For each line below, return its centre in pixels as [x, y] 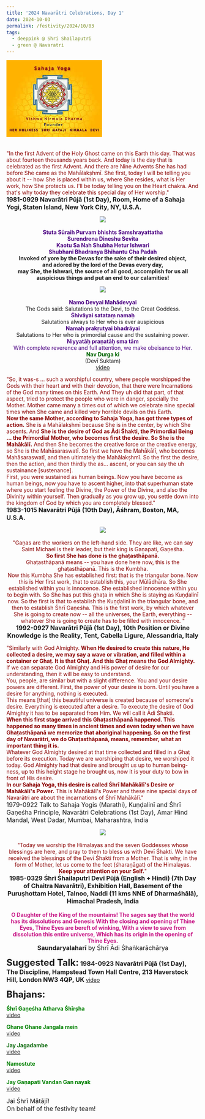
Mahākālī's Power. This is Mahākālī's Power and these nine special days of [102, 791]
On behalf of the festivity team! [51, 1109]
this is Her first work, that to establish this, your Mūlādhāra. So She [103, 582]
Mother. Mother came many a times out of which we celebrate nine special [100, 405]
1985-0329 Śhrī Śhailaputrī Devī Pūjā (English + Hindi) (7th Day [103, 878]
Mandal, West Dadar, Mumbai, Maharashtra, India [77, 820]
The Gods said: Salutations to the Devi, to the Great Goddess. [103, 309]
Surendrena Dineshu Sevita [103, 239]
